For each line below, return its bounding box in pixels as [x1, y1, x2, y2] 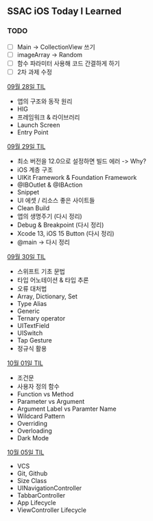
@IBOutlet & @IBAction [16, 181, 83, 189]
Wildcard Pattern [16, 411, 65, 420]
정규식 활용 [16, 344, 47, 352]
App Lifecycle [16, 498, 56, 507]
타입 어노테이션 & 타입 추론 [16, 276, 89, 284]
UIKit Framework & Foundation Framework [16, 173, 137, 181]
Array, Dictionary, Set [16, 292, 78, 300]
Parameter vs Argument [16, 397, 85, 405]
